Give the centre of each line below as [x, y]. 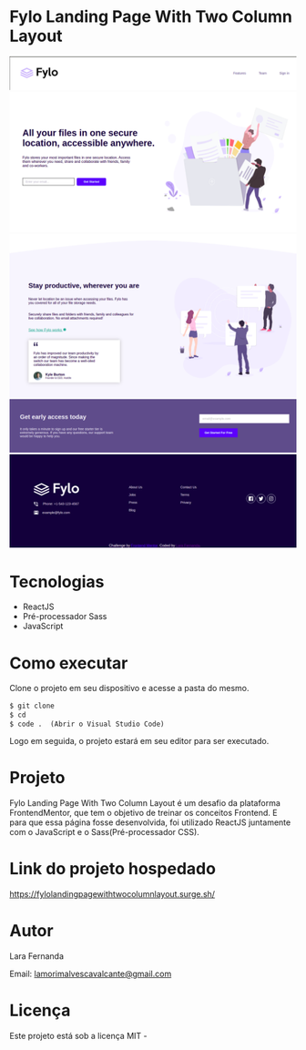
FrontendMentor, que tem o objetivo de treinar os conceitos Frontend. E [143, 813]
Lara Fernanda [37, 956]
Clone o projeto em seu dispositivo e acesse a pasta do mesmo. [129, 688]
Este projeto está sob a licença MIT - [78, 1036]
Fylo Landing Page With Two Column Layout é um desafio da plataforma [145, 803]
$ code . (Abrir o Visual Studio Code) [87, 724]
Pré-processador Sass [65, 617]
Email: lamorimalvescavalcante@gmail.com [91, 974]
